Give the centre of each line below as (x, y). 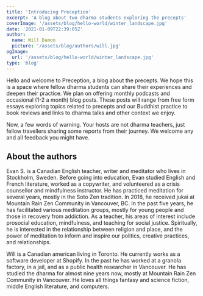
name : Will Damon (34, 40)
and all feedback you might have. (48, 137)
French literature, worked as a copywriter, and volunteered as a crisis (93, 184)
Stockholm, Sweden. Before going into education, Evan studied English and (101, 178)
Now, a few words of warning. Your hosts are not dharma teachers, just (96, 124)
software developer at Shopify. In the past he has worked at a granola (94, 261)
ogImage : (17, 52)
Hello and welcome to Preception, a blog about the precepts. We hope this (100, 80)
